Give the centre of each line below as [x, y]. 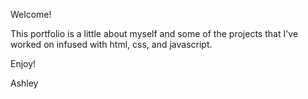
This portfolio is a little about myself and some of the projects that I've [154, 33]
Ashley [24, 83]
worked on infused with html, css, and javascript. [111, 44]
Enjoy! [23, 63]
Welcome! [31, 14]
